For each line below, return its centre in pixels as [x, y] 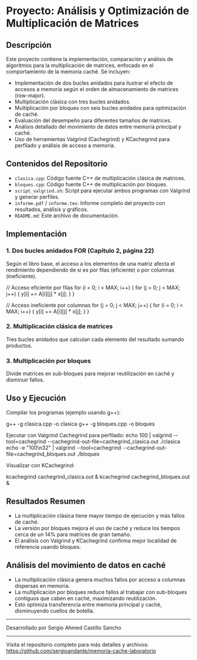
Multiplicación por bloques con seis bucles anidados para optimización [100, 108]
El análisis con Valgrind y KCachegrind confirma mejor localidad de [96, 540]
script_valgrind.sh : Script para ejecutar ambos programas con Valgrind [102, 190]
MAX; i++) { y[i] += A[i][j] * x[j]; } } [48, 311]
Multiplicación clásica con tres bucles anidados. [72, 102]
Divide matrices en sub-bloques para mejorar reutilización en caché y [90, 374]
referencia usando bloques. [48, 547]
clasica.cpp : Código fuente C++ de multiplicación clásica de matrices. [100, 178]
